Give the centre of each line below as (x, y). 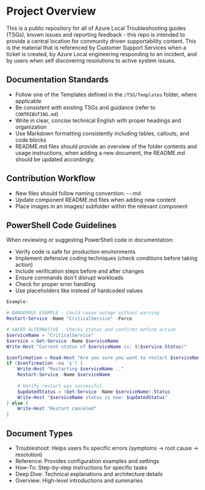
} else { (17, 403)
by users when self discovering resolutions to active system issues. (91, 60)
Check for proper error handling (55, 284)
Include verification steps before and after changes (80, 271)
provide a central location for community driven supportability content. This (101, 41)
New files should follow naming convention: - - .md (78, 193)
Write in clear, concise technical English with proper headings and (98, 120)
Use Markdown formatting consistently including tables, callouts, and (102, 133)
